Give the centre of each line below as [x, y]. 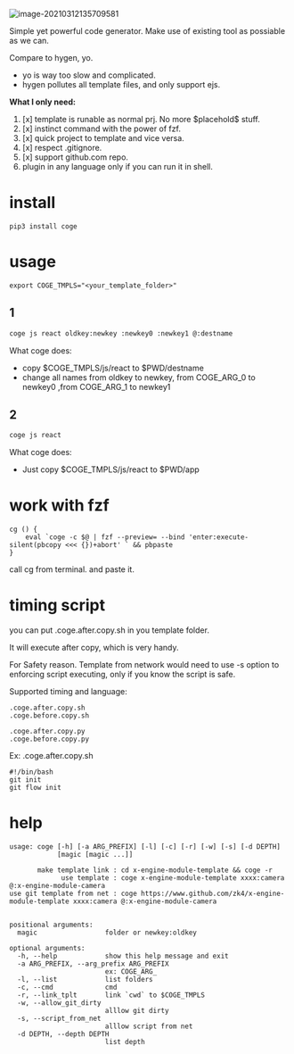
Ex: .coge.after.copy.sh [51, 756]
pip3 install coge [43, 226]
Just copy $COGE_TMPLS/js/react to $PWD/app [111, 469]
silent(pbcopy [36, 545]
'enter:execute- [219, 537]
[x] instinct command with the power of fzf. [101, 129]
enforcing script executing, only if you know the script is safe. [122, 675]
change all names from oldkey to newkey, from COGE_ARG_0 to [139, 377]
